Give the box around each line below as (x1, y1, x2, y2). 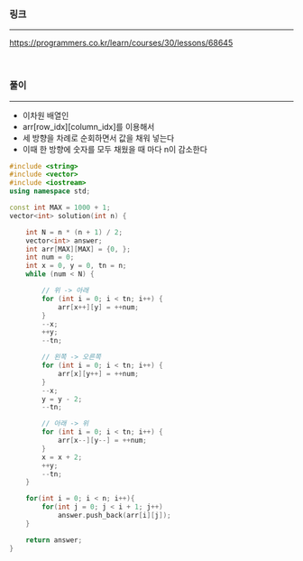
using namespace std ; (9, 187, 91, 196)
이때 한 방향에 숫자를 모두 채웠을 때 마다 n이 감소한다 (22, 143, 207, 154)
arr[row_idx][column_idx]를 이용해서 (22, 121, 155, 132)
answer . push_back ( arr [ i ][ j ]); (57, 511, 171, 520)
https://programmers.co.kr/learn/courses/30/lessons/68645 (9, 38, 234, 49)
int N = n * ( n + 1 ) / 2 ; (25, 227, 124, 236)
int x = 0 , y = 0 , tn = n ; (25, 262, 127, 271)
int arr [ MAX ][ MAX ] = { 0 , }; (25, 244, 131, 253)
